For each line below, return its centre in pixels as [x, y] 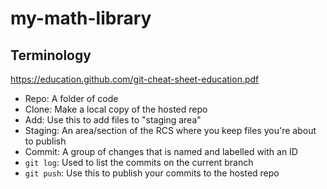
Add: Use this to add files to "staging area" [113, 120]
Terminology [51, 55]
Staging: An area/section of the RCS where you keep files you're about [170, 130]
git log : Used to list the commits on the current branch [139, 162]
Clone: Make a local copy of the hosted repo [116, 109]
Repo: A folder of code [71, 98]
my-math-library [81, 18]
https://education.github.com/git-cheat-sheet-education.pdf [135, 79]
